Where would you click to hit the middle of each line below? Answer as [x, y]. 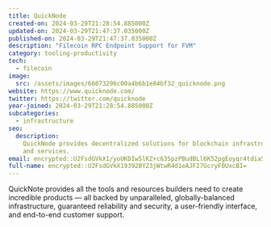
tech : [17, 61]
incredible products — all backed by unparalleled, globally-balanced [122, 198]
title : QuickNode [38, 16]
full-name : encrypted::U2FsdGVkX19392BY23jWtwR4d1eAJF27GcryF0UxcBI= [128, 166]
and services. [46, 151]
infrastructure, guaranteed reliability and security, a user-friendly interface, [133, 206]
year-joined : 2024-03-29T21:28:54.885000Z [81, 106]
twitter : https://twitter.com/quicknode [77, 99]
